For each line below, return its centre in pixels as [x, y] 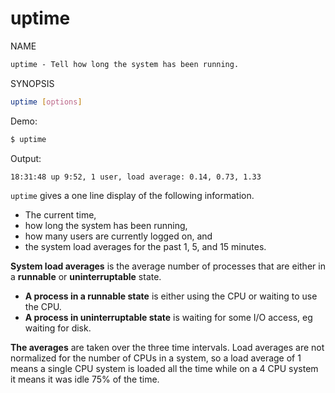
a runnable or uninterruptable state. [86, 277]
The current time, [60, 215]
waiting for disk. [58, 328]
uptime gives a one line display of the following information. [132, 196]
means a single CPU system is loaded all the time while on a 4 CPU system [164, 369]
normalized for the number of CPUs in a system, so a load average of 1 [156, 358]
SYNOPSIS [32, 83]
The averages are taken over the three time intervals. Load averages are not [167, 348]
